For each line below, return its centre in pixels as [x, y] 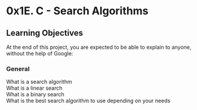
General [18, 68]
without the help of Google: [40, 54]
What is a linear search [34, 88]
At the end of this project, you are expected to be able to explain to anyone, [99, 47]
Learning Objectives [45, 33]
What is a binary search [35, 95]
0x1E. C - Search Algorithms [77, 11]
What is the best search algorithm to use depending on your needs [88, 101]
